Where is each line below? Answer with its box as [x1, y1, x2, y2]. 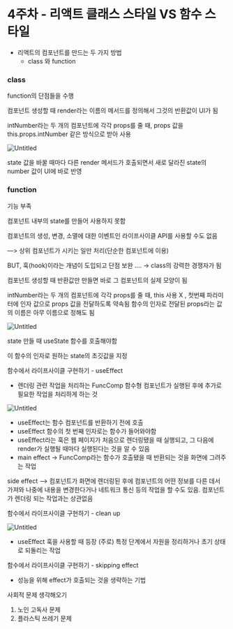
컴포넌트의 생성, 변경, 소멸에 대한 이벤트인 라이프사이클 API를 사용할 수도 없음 [7, 231, 218, 239]
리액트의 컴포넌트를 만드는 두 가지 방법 [17, 48, 122, 57]
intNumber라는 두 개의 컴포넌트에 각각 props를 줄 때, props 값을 [7, 121, 183, 130]
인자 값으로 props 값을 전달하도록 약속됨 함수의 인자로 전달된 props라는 [20, 299, 215, 308]
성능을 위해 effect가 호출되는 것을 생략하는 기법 [17, 575, 146, 584]
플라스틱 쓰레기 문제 [17, 614, 72, 622]
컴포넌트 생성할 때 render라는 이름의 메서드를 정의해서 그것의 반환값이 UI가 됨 [7, 106, 218, 115]
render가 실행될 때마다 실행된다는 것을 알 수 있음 [17, 444, 150, 452]
